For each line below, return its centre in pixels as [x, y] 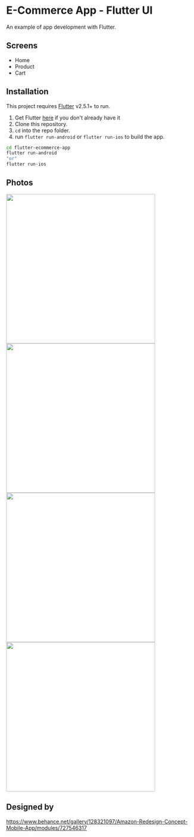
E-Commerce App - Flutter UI [79, 10]
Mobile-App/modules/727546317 [47, 827]
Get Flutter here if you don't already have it [67, 118]
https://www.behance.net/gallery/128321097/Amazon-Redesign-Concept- [97, 821]
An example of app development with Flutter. [61, 27]
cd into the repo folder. [42, 130]
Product [24, 66]
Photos [20, 183]
